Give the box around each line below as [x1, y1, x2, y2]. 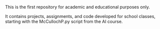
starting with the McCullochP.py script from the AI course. [5, 19, 123, 24]
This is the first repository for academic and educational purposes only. [5, 4, 150, 10]
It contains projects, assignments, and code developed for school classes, [5, 14, 156, 19]
